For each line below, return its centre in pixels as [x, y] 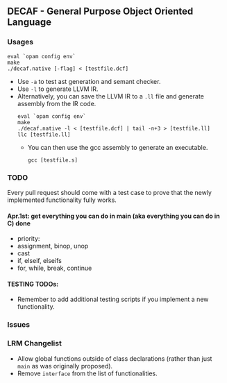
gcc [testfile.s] [53, 160]
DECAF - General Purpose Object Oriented [100, 11]
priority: [28, 239]
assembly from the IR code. [57, 103]
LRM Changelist [35, 343]
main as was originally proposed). [65, 366]
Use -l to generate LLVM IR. [58, 89]
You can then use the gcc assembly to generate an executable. [118, 147]
